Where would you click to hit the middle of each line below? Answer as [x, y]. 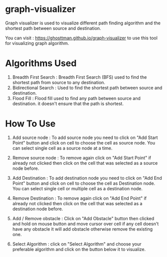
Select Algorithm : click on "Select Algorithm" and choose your [77, 244]
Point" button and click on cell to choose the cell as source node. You [84, 142]
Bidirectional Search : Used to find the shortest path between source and [87, 88]
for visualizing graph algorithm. [37, 43]
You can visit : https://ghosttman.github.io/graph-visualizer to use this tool [82, 38]
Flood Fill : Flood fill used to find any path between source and [77, 98]
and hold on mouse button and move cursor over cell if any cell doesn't [85, 224]
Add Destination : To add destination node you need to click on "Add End [87, 178]
